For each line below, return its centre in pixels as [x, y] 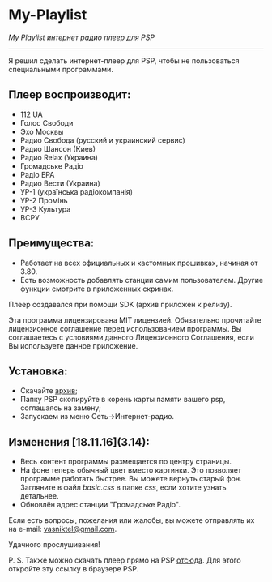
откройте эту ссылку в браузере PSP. [74, 569]
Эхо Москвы [42, 131]
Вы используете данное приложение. [73, 345]
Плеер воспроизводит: [70, 95]
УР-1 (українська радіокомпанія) [76, 191]
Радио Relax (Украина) [59, 157]
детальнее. [39, 496]
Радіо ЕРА [37, 174]
